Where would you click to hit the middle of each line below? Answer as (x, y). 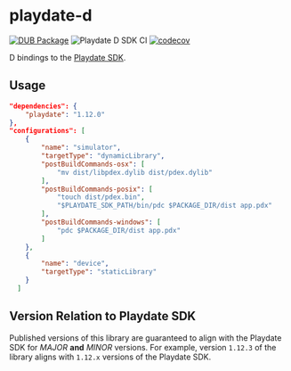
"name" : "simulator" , (81, 148)
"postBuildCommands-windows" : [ (101, 222)
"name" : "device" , (75, 264)
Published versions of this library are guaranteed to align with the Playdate (145, 338)
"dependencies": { (43, 106)
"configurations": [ (48, 131)
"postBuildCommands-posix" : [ (97, 189)
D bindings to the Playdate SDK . (68, 57)
